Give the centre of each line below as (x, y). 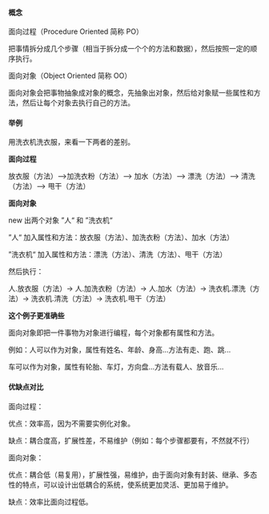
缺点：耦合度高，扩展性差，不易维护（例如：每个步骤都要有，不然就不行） (131, 440)
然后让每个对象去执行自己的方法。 (78, 103)
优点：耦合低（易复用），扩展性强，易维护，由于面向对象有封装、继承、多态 (133, 475)
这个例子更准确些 (36, 316)
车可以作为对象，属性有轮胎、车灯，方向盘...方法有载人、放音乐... (116, 367)
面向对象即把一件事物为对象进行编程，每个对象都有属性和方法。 (113, 332)
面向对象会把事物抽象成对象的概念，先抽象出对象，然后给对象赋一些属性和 (131, 93)
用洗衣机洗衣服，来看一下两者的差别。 (71, 142)
